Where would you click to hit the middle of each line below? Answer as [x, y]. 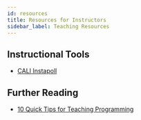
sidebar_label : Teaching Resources [58, 26]
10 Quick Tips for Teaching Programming [75, 109]
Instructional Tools [48, 54]
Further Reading [43, 93]
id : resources [28, 13]
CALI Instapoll [37, 71]
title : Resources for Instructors [57, 20]
